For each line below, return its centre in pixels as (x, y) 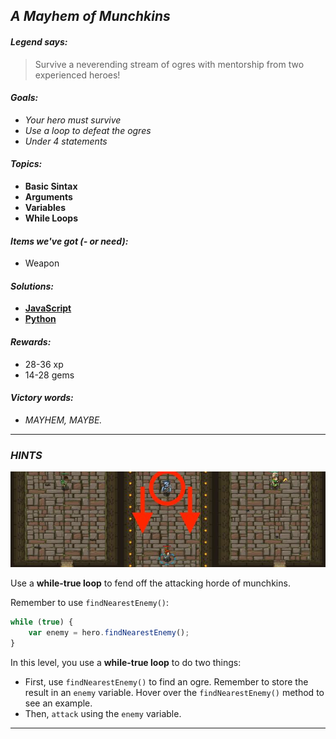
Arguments (48, 197)
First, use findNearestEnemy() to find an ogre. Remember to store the (166, 681)
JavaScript (48, 308)
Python (40, 319)
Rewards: (31, 342)
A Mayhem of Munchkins (90, 16)
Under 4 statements (66, 141)
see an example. (58, 703)
